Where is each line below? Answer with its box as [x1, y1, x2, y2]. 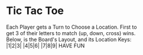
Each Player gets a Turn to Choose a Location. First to [6, 23, 137, 30]
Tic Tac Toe [6, 4, 64, 18]
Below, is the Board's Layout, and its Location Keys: [6, 36, 132, 43]
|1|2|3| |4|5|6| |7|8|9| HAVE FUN [6, 42, 85, 49]
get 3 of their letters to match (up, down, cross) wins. [6, 29, 136, 36]
